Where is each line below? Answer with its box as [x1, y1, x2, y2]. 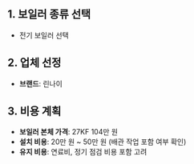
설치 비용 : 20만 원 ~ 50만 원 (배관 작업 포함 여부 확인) [18, 137, 187, 146]
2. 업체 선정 [7, 56, 62, 70]
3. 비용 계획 [7, 105, 62, 118]
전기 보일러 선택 [18, 30, 69, 40]
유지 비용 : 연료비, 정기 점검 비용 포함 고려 [18, 147, 148, 157]
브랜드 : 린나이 [18, 78, 63, 88]
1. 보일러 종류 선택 [7, 7, 91, 22]
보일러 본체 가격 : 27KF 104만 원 [18, 127, 118, 137]
